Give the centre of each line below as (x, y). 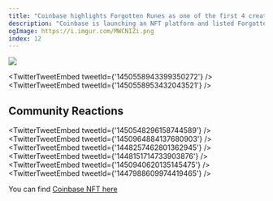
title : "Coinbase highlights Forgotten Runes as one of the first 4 (127, 16)
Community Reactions (66, 111)
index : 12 (25, 38)
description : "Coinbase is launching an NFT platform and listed (121, 24)
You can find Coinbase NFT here (63, 189)
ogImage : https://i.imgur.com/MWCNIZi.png (81, 31)
